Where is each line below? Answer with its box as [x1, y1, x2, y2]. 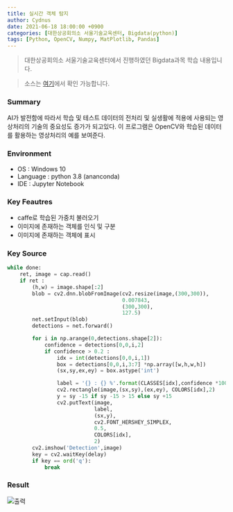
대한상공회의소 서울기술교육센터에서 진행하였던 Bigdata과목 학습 [24, 56, 199, 65]
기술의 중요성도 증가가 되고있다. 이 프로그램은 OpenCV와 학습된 [31, 122, 203, 131]
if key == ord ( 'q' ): [32, 457, 92, 464]
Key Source [7, 248, 47, 258]
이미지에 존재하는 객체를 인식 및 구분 [17, 222, 116, 231]
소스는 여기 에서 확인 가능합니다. [24, 79, 110, 88]
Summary [7, 97, 42, 107]
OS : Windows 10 [17, 165, 66, 173]
